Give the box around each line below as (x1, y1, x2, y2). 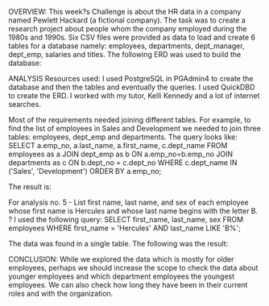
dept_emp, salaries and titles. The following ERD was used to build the (8, 50, 242, 59)
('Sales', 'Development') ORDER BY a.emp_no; (8, 167, 162, 176)
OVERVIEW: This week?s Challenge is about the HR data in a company (8, 7, 242, 16)
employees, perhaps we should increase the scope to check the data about (8, 263, 259, 272)
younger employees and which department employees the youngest (8, 271, 235, 281)
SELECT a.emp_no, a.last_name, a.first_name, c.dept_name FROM (8, 141, 228, 150)
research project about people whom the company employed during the (8, 24, 247, 33)
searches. (8, 100, 42, 109)
